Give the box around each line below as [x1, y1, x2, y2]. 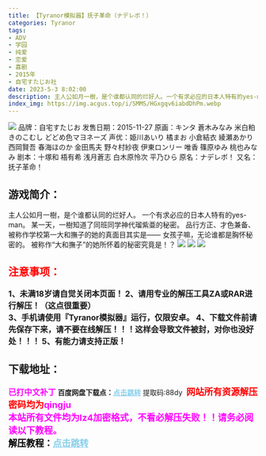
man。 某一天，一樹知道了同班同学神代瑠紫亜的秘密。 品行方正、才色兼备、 [8, 219, 256, 230]
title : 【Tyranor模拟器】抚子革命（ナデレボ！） [8, 11, 153, 20]
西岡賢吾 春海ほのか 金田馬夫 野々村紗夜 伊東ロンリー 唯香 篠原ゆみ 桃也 [8, 142, 244, 152]
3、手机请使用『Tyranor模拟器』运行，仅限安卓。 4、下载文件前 [8, 312, 249, 323]
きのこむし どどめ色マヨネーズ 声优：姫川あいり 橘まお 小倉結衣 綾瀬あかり [8, 132, 253, 142]
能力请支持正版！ [62, 336, 127, 347]
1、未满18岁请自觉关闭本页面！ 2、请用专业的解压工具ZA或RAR [8, 288, 245, 299]
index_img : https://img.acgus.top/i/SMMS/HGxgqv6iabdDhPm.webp [8, 100, 222, 108]
